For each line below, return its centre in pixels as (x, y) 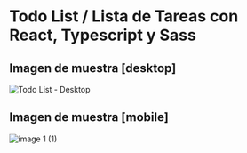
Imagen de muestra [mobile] (89, 117)
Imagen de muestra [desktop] (93, 68)
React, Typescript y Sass (103, 35)
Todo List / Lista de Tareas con (124, 16)
